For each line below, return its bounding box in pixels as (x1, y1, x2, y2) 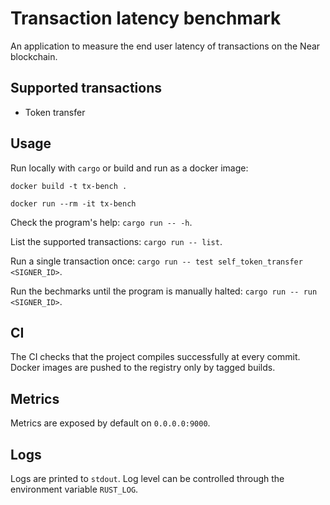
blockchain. (10, 50, 58, 62)
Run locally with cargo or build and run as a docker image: (10, 162, 249, 174)
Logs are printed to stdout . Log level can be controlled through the (10, 473, 285, 484)
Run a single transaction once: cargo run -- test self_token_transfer (10, 255, 303, 267)
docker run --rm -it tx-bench (10, 198, 137, 209)
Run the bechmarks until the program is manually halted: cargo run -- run (10, 285, 318, 297)
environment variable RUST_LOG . (10, 483, 139, 495)
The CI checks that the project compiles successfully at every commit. (10, 351, 301, 363)
